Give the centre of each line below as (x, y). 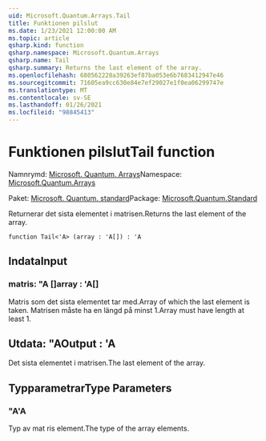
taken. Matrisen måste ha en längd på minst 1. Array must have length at (126, 310)
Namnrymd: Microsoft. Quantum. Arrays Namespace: (95, 174)
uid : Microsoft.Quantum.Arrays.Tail (69, 16)
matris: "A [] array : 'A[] (54, 284)
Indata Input (38, 261)
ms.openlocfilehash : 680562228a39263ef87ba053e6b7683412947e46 (116, 75)
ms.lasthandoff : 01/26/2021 (55, 105)
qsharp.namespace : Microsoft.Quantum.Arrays (84, 53)
